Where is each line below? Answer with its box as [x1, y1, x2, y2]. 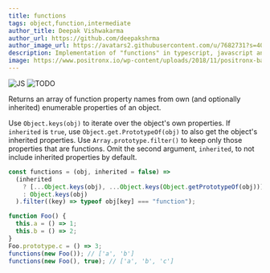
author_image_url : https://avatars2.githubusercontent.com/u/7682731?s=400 [8, 42, 268, 50]
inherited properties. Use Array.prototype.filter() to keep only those [8, 135, 243, 145]
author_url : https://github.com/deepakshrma [8, 34, 160, 43]
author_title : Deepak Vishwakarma [8, 26, 125, 35]
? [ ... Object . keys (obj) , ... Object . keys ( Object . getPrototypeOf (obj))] [22, 182, 264, 191]
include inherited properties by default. [8, 152, 137, 161]
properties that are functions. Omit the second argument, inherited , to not [8, 144, 255, 153]
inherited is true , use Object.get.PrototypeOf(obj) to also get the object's [8, 126, 258, 136]
